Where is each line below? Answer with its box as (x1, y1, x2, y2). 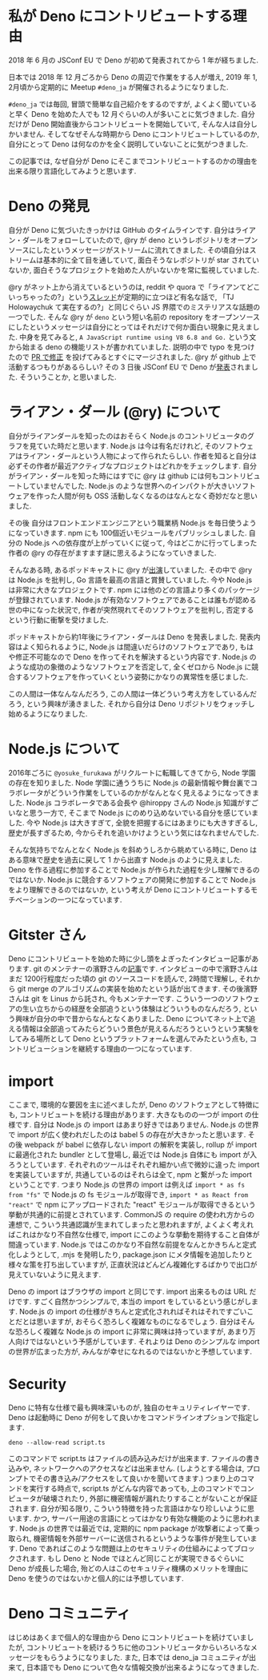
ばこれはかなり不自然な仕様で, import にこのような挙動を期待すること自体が (8, 1229, 260, 1239)
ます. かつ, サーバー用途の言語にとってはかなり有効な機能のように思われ (14, 1513, 254, 1523)
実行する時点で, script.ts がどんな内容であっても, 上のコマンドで (29, 1483, 241, 1493)
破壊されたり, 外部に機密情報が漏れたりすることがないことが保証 (42, 1493, 258, 1503)
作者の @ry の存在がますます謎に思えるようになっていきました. (8, 548, 217, 557)
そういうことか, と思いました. (18, 372, 117, 381)
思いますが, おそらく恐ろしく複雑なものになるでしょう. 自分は (35, 1316, 241, 1326)
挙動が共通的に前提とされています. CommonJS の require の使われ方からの (8, 1209, 255, 1219)
